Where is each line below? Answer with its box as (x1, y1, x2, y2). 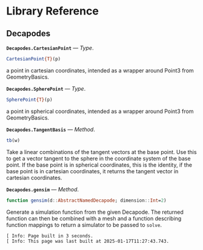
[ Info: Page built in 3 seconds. (6, 232, 94, 239)
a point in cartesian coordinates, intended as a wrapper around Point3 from (6, 66, 194, 74)
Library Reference (6, 4, 99, 18)
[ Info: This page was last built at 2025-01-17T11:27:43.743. (6, 238, 170, 244)
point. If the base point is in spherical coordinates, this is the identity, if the (6, 161, 193, 168)
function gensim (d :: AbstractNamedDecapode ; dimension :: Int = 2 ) (6, 197, 167, 204)
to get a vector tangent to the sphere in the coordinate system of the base (6, 155, 191, 162)
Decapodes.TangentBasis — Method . (6, 126, 95, 133)
